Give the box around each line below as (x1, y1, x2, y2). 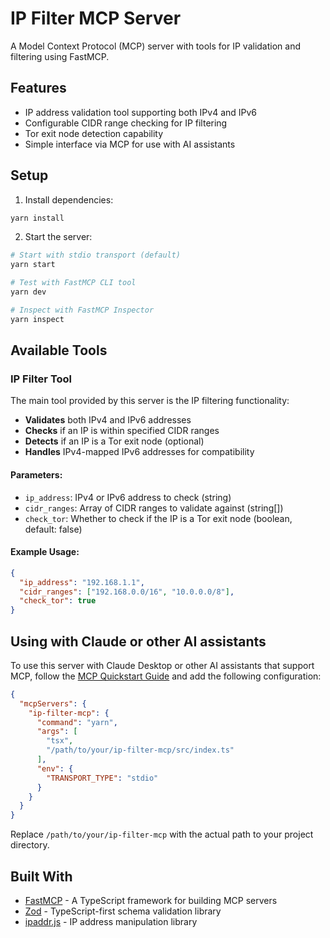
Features (10, 80, 67, 97)
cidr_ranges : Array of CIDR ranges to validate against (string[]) (24, 502, 284, 514)
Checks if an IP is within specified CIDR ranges (24, 425, 220, 437)
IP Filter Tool (10, 372, 73, 386)
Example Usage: (10, 546, 80, 558)
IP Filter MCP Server (10, 7, 182, 30)
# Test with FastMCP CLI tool (10, 278, 137, 288)
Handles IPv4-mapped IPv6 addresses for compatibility (24, 446, 255, 458)
